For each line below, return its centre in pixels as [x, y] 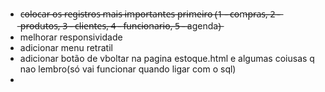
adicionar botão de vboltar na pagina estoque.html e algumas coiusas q [167, 58]
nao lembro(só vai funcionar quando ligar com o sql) [128, 69]
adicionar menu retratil [66, 47]
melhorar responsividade [71, 37]
